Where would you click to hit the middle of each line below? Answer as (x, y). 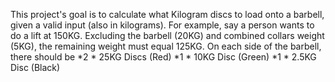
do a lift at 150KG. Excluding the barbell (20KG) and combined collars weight (167, 35)
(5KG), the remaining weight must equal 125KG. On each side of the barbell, (166, 46)
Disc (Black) (35, 67)
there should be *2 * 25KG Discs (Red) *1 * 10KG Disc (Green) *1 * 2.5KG (163, 57)
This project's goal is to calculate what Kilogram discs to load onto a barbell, (167, 14)
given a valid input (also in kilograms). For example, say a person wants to (162, 25)
